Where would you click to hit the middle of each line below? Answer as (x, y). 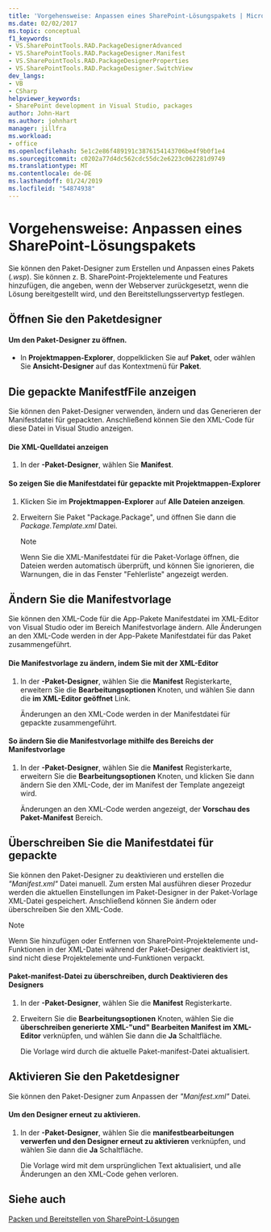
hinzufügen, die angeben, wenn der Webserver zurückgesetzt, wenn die (128, 285)
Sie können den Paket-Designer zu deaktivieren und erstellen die (116, 875)
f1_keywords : (30, 38)
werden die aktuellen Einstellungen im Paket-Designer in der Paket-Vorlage (133, 892)
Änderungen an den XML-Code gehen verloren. (99, 1174)
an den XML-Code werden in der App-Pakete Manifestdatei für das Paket (130, 636)
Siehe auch (37, 1199)
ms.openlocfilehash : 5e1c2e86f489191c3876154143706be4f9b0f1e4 (117, 151)
